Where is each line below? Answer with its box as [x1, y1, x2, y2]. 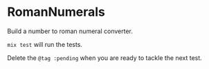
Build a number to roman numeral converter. [7, 27, 134, 35]
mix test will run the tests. [7, 40, 83, 48]
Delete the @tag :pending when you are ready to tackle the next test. [7, 53, 202, 62]
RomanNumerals [7, 4, 106, 20]
